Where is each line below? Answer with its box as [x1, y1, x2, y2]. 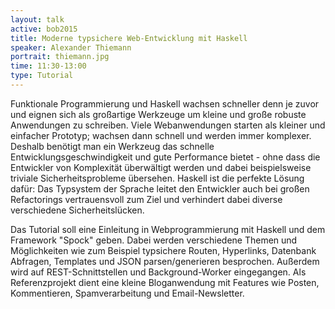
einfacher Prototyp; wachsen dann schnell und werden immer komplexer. [10, 129, 312, 141]
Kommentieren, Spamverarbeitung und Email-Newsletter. [10, 287, 245, 299]
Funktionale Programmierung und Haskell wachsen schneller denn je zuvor [10, 97, 320, 110]
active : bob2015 [10, 24, 78, 34]
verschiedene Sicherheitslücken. [10, 204, 145, 216]
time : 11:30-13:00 [10, 61, 87, 71]
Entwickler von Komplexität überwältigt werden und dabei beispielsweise [10, 161, 312, 173]
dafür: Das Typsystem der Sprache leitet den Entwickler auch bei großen [10, 182, 310, 195]
